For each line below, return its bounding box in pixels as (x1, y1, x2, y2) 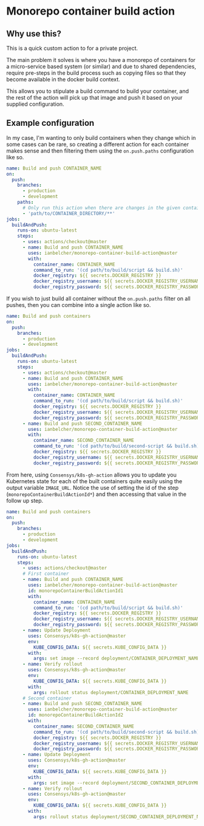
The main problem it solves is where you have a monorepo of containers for (6, 57, 196, 63)
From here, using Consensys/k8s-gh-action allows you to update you (6, 471, 177, 478)
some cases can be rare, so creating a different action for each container (6, 140, 189, 148)
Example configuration (6, 118, 95, 128)
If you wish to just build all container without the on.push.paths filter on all (6, 295, 191, 302)
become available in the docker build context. (6, 76, 120, 83)
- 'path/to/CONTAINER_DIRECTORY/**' (22, 210, 115, 216)
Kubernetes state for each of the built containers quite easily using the (6, 477, 183, 484)
